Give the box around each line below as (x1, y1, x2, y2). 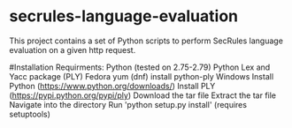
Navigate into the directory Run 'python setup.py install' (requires (9, 99, 248, 109)
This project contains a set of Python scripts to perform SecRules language (9, 35, 283, 46)
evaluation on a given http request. (9, 44, 136, 55)
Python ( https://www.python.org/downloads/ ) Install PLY (9, 80, 216, 91)
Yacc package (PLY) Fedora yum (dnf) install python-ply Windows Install (9, 71, 274, 81)
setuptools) (9, 109, 51, 119)
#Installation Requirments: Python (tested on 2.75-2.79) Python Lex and (9, 62, 271, 72)
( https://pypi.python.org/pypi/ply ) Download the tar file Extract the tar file (9, 90, 277, 101)
